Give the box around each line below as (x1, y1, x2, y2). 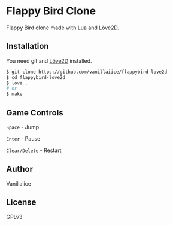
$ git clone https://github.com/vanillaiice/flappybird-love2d (6, 69, 168, 75)
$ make (6, 91, 23, 97)
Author (6, 164, 33, 174)
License (6, 197, 37, 208)
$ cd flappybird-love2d (6, 74, 66, 80)
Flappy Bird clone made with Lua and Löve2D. (6, 24, 120, 31)
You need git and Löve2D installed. (6, 57, 92, 64)
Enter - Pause (6, 135, 41, 142)
